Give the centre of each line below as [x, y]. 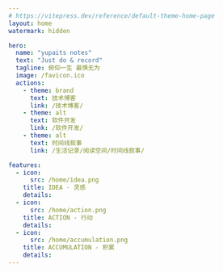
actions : [30, 83]
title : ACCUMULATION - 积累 [69, 248]
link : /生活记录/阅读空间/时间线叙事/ [87, 150]
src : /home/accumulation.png [79, 240]
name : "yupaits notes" [54, 53]
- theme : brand [48, 90]
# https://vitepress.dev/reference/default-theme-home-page [112, 16]
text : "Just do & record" [59, 61]
